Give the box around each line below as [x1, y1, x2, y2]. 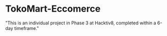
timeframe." [14, 25, 39, 31]
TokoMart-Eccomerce [5, 3, 101, 15]
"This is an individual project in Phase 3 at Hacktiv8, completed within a [5, 20, 156, 26]
